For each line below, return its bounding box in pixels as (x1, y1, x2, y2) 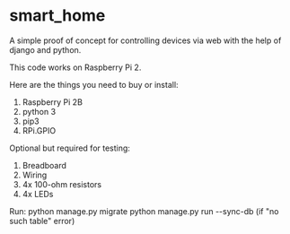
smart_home (9, 5, 106, 26)
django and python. (9, 44, 82, 55)
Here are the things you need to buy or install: (9, 79, 179, 90)
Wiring (22, 169, 48, 180)
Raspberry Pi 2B (22, 96, 83, 108)
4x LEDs (22, 188, 54, 199)
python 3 (22, 106, 57, 117)
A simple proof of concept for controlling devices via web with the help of (9, 35, 282, 46)
